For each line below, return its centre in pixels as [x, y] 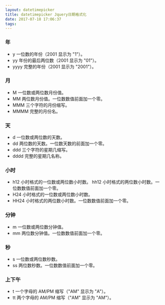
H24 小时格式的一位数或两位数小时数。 [52, 194]
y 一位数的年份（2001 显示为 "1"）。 [49, 54]
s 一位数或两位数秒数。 [36, 259]
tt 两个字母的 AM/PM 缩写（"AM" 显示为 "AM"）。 [63, 297]
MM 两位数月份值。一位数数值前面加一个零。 [59, 98]
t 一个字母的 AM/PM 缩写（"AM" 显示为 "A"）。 [60, 291]
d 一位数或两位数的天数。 [38, 137]
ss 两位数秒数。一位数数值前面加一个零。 [55, 265]
